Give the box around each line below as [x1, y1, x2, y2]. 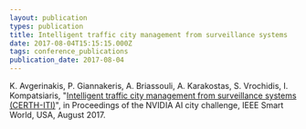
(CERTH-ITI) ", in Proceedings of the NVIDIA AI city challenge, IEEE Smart [9, 100, 284, 110]
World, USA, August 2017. [9, 110, 106, 120]
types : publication [9, 22, 84, 31]
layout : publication [9, 13, 89, 23]
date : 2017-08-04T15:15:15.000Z [9, 38, 132, 48]
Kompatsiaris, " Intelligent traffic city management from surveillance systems [9, 90, 297, 101]
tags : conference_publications [9, 47, 129, 56]
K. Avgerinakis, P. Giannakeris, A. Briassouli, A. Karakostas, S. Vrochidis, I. [9, 81, 289, 91]
